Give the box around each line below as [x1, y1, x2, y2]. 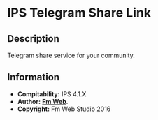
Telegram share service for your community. [7, 51, 135, 59]
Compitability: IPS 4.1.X [17, 89, 87, 98]
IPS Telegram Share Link [7, 5, 152, 21]
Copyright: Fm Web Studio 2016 [17, 105, 111, 113]
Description [7, 33, 59, 45]
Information [7, 71, 60, 83]
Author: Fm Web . [17, 97, 69, 105]
